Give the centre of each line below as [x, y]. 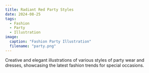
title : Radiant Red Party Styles [39, 10]
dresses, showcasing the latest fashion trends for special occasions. [75, 65]
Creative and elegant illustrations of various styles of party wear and [75, 60]
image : [12, 37]
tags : [11, 19]
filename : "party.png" [33, 46]
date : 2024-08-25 [23, 14]
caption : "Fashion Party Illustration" [51, 42]
